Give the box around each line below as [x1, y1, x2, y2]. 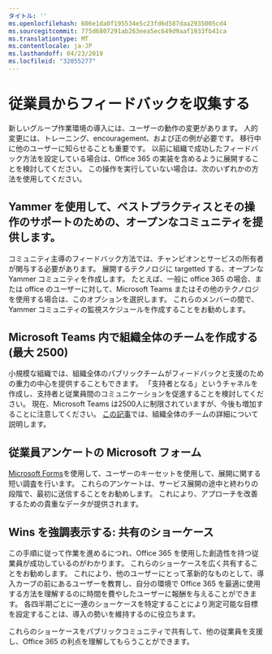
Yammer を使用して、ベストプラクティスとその [8, 200, 245, 214]
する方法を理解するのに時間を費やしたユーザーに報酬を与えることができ [8, 589, 250, 599]
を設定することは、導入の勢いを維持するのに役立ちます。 [8, 609, 201, 619]
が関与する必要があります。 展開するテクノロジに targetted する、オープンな [8, 263, 264, 273]
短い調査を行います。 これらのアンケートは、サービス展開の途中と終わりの [8, 479, 258, 488]
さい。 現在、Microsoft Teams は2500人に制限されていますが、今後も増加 [8, 399, 257, 409]
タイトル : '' [8, 11, 48, 20]
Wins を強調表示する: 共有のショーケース [8, 525, 214, 539]
